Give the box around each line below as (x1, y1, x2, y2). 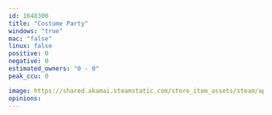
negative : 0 (8, 57, 49, 66)
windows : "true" (8, 27, 63, 35)
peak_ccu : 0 (8, 72, 49, 80)
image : (8, 87, 31, 95)
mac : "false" (8, 34, 53, 43)
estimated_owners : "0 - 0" (8, 65, 100, 73)
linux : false (8, 42, 53, 50)
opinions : (8, 94, 42, 102)
